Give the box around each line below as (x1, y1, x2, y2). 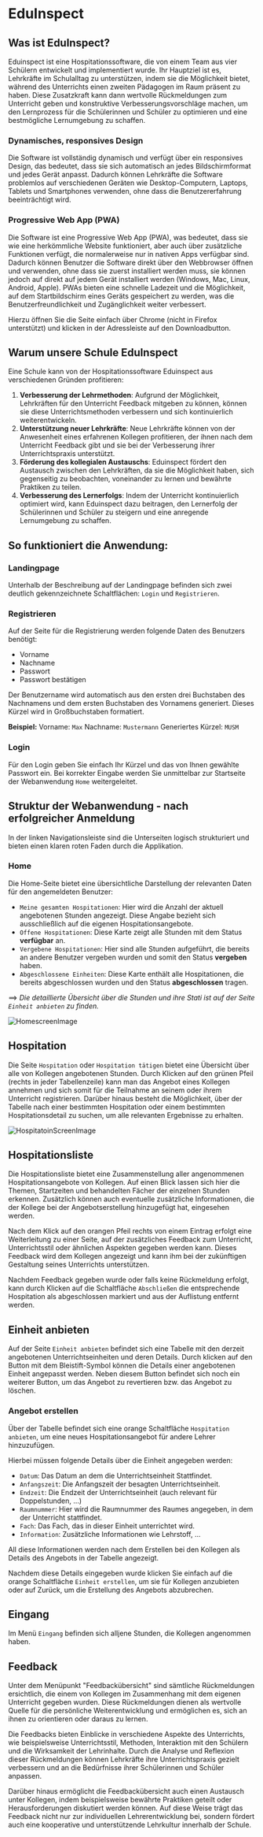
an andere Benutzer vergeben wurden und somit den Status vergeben (19, 952, 247, 962)
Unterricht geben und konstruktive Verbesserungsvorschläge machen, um (8, 99, 249, 108)
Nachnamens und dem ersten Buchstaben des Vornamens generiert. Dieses (8, 699, 254, 708)
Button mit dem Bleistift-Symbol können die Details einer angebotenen (8, 1360, 236, 1371)
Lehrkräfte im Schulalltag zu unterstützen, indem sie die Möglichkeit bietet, (8, 74, 250, 83)
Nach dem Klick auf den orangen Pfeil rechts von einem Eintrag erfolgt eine (8, 1227, 253, 1236)
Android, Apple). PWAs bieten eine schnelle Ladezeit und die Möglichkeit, (8, 283, 246, 292)
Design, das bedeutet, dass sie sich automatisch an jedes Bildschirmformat (8, 161, 251, 171)
